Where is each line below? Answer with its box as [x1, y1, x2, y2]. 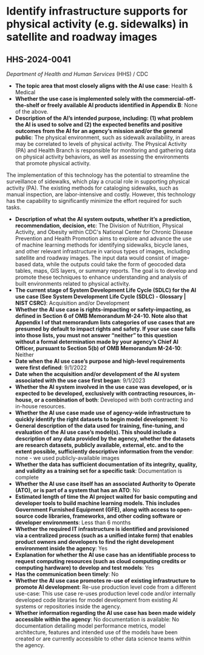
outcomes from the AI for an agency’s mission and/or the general [15, 128, 183, 134]
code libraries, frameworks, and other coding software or [34, 512, 182, 520]
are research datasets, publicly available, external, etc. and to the [15, 442, 184, 448]
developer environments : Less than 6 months [15, 519, 131, 526]
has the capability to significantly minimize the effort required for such [6, 197, 182, 204]
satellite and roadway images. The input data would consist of [15, 254, 171, 261]
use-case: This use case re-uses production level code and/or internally [15, 590, 196, 597]
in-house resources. [15, 403, 66, 410]
